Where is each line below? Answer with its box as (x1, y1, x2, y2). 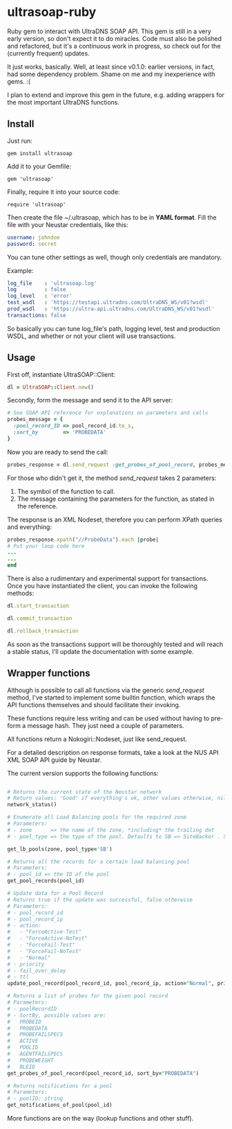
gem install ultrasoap (7, 150, 72, 157)
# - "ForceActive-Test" (7, 929, 81, 936)
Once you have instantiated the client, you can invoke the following (7, 582, 198, 590)
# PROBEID (7, 1018, 41, 1025)
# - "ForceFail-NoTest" (7, 948, 81, 954)
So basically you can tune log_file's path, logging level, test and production (7, 324, 220, 332)
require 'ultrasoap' (7, 201, 67, 208)
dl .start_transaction (7, 603, 70, 610)
